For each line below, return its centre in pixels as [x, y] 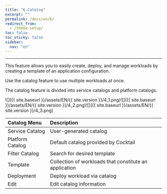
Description [64, 122]
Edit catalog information [78, 184]
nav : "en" [20, 47]
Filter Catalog [23, 153]
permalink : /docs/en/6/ [30, 19]
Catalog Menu [25, 122]
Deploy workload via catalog [83, 176]
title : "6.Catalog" [25, 10]
